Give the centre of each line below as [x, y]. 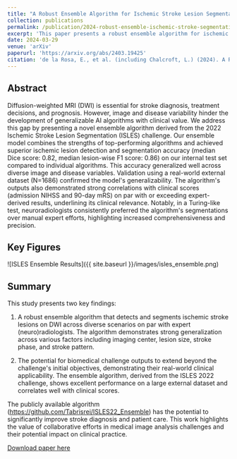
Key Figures [34, 247]
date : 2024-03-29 [33, 40]
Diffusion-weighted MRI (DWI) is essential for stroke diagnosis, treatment [114, 105]
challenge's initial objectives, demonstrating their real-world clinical [116, 368]
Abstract [27, 88]
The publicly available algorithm [54, 404]
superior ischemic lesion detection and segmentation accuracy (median [111, 150]
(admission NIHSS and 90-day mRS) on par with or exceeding [97, 195]
